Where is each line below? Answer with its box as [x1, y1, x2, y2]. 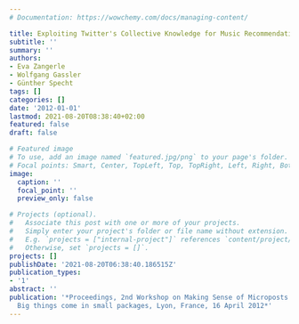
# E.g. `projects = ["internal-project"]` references [9, 235, 221, 244]
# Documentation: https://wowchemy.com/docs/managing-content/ [9, 12, 249, 22]
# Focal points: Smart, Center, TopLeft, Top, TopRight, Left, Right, [9, 161, 277, 170]
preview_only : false [17, 194, 93, 203]
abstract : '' [9, 285, 58, 294]
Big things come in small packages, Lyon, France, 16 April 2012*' [17, 301, 273, 310]
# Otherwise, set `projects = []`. [9, 243, 149, 252]
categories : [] [9, 95, 66, 104]
